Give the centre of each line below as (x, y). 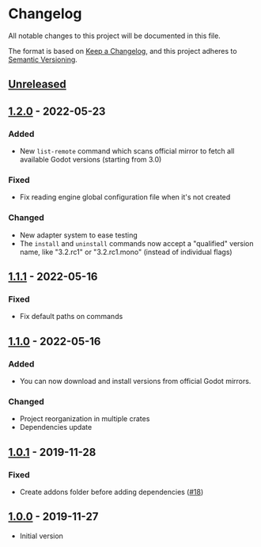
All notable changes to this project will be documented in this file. (115, 36)
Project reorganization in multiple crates (85, 419)
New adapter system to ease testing (79, 235)
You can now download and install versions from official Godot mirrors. (135, 381)
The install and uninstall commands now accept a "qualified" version (137, 243)
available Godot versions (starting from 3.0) (91, 160)
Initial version (41, 536)
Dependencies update (56, 427)
